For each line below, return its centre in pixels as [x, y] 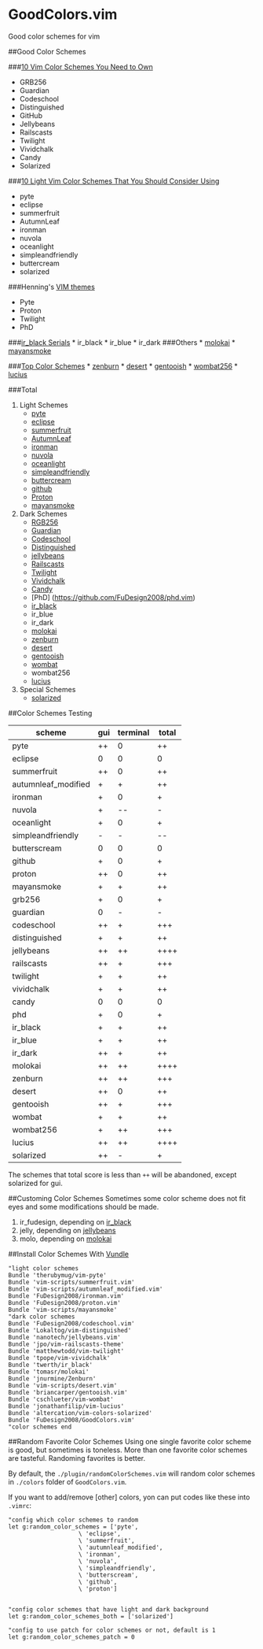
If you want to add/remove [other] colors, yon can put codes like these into [129, 1497]
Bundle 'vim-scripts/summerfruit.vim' [71, 1282]
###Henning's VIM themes [52, 287]
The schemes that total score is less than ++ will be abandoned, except [122, 1174]
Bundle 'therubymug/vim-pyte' [58, 1275]
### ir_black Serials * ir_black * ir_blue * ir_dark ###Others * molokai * [122, 342]
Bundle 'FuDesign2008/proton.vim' [65, 1303]
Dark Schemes [44, 513]
